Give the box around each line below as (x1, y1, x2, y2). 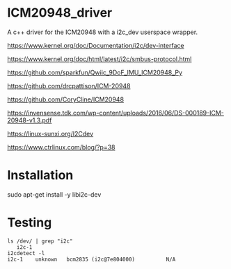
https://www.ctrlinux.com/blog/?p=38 (7, 142, 115, 151)
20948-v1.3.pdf (7, 116, 52, 124)
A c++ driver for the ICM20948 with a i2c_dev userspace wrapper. (7, 28, 198, 36)
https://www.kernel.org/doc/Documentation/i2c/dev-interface (7, 41, 184, 49)
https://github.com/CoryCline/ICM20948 (7, 95, 124, 104)
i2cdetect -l (7, 250, 45, 256)
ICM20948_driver (7, 5, 113, 21)
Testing (7, 215, 52, 231)
